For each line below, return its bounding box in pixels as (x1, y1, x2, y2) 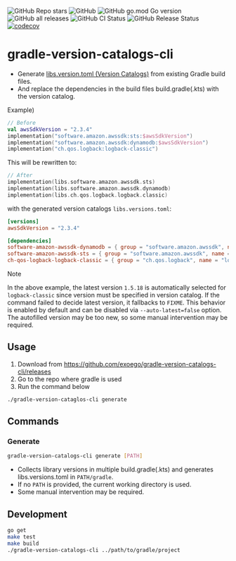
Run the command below (17, 382, 90, 390)
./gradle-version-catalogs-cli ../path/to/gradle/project (7, 546, 181, 553)
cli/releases (17, 367, 51, 376)
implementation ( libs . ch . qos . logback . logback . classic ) (7, 191, 169, 199)
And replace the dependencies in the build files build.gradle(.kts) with (17, 85, 219, 93)
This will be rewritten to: (7, 159, 77, 167)
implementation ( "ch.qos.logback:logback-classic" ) (7, 145, 159, 153)
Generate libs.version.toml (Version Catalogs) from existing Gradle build (17, 69, 226, 78)
